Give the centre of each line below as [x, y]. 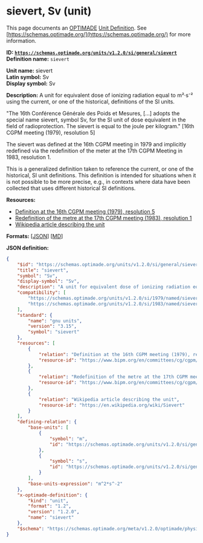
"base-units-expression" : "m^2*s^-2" [75, 484]
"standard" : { [35, 315]
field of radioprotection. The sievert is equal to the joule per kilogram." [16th [100, 126]
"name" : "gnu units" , [55, 321]
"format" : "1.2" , [50, 506]
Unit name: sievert [30, 70]
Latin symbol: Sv [28, 77]
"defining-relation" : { [47, 422]
